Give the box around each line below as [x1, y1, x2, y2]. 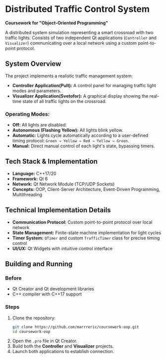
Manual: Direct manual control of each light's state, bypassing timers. [12, 143, 155, 149]
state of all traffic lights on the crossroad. [22, 98, 107, 104]
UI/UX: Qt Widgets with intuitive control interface [12, 245, 113, 251]
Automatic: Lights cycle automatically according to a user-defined [12, 132, 149, 138]
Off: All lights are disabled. [12, 122, 67, 128]
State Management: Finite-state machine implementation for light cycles [12, 230, 162, 236]
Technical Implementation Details [5, 206, 111, 214]
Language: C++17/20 [12, 170, 56, 177]
